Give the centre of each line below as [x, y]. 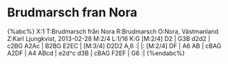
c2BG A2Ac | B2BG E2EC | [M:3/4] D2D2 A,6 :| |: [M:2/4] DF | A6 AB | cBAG [114, 46]
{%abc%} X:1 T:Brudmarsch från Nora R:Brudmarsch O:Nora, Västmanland [113, 31]
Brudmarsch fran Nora [72, 13]
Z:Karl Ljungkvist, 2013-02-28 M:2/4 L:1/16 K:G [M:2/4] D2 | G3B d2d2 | [109, 38]
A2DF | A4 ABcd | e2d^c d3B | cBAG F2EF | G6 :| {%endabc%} [96, 53]
